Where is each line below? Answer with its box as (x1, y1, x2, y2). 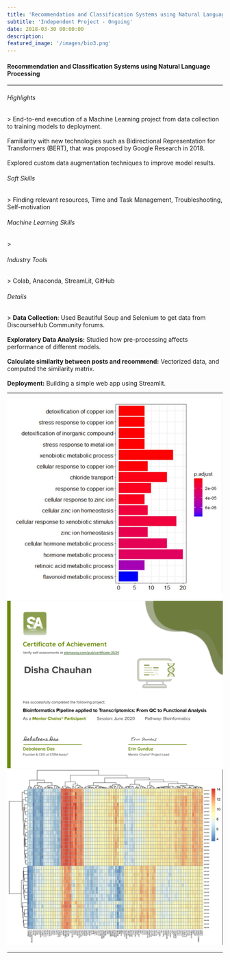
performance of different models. (7, 343, 101, 351)
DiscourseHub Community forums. (7, 321, 105, 329)
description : (7, 33, 44, 40)
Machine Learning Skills (7, 218, 75, 226)
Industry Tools (7, 255, 48, 264)
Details (7, 292, 27, 301)
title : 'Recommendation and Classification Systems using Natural (7, 11, 201, 18)
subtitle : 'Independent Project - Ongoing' (7, 18, 133, 25)
